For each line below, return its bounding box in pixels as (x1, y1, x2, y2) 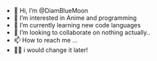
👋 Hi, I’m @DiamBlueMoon (13, 7, 88, 14)
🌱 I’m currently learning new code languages (13, 21, 141, 29)
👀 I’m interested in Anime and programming (13, 14, 137, 22)
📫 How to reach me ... (13, 36, 78, 44)
